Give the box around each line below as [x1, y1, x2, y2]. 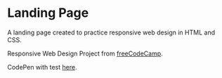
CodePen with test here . [7, 63, 77, 71]
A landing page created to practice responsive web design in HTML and [7, 28, 216, 37]
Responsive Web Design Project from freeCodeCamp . [7, 49, 163, 58]
